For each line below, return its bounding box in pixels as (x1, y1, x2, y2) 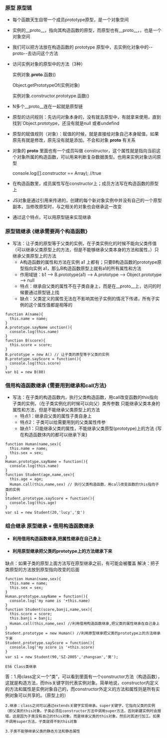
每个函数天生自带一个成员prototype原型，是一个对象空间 (12, 16, 129, 23)
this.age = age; (9, 476, 43, 481)
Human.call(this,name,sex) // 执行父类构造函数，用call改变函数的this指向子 (9, 482, 160, 487)
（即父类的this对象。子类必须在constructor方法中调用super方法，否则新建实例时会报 (5, 708, 161, 714)
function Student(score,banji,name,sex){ (5, 607, 93, 612)
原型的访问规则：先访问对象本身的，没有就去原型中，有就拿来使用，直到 (12, 114, 161, 120)
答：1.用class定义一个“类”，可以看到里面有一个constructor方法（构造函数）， (5, 673, 163, 680)
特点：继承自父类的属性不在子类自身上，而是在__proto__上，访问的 (19, 283, 157, 289)
